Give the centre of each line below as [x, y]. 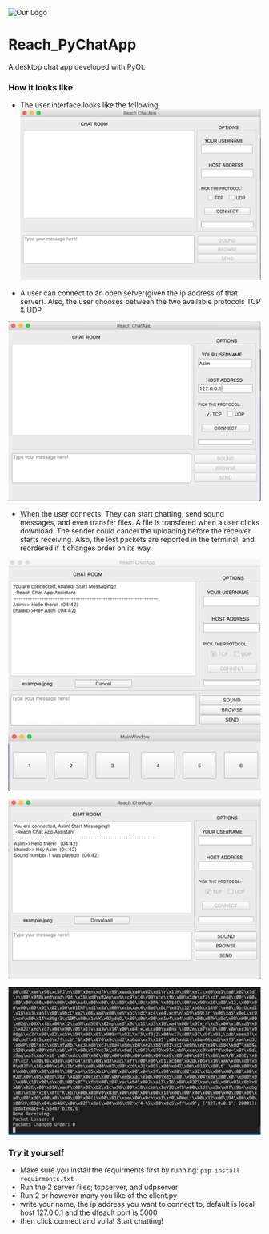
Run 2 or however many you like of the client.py [98, 1196]
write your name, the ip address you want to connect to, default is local [137, 1204]
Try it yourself [36, 1152]
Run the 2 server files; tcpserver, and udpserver [99, 1187]
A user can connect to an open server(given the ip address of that [128, 293]
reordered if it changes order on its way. [86, 548]
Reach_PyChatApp [72, 45]
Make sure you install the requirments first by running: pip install [130, 1170]
